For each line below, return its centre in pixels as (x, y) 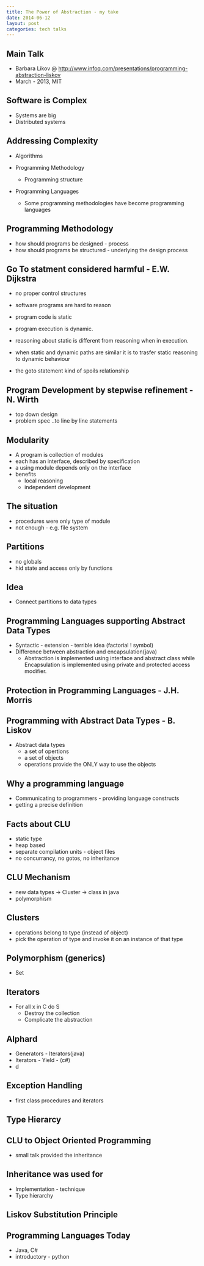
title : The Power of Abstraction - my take (63, 12)
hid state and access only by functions (64, 568)
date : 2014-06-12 (28, 18)
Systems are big (35, 115)
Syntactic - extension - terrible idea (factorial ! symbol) (84, 646)
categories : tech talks (37, 29)
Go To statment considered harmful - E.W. (88, 269)
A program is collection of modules (59, 454)
